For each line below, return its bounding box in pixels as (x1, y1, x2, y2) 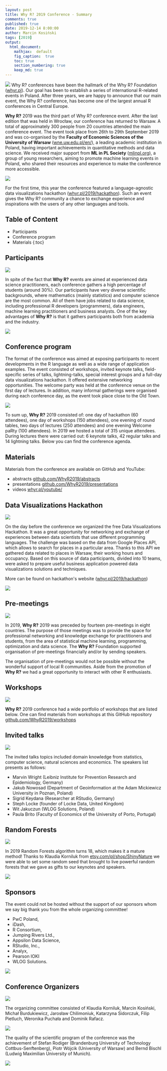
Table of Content (5, 215, 58, 224)
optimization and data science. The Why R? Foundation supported (5, 643, 141, 649)
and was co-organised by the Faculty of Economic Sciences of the (5, 134, 144, 140)
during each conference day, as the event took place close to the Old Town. (5, 393, 161, 399)
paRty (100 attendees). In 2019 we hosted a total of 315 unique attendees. (5, 428, 156, 434)
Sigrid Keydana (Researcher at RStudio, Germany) (12, 795, 115, 801)
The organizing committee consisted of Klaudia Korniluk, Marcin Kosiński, (5, 1005, 156, 1011)
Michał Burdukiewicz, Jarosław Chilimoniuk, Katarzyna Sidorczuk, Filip (5, 1010, 150, 1016)
